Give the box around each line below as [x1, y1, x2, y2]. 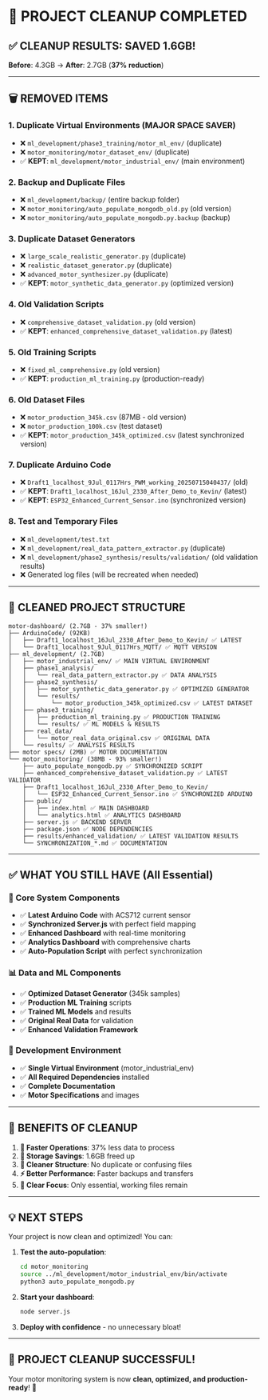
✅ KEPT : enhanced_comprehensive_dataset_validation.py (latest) [19, 326, 233, 335]
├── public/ [22, 797, 62, 805]
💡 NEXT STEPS [8, 1211, 84, 1225]
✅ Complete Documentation [19, 1081, 116, 1090]
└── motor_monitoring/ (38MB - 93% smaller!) [8, 755, 162, 763]
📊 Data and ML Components [8, 967, 121, 978]
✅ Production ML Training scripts [19, 998, 132, 1007]
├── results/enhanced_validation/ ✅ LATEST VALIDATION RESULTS [22, 832, 239, 840]
